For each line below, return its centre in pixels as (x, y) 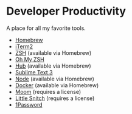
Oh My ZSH (30, 59)
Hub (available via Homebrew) (53, 66)
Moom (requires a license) (48, 91)
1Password (29, 104)
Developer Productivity (66, 11)
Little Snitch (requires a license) (55, 98)
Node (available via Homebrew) (54, 79)
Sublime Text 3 (34, 72)
